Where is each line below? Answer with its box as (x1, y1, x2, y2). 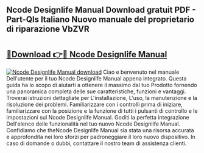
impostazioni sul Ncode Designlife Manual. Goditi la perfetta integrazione (6, 114, 190, 121)
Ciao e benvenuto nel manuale (103, 68, 180, 76)
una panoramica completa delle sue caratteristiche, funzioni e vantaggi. (6, 88, 186, 95)
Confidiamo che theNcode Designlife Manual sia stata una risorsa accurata (6, 127, 194, 133)
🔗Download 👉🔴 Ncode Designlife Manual (6, 49, 167, 60)
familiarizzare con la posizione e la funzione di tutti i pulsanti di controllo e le (6, 107, 198, 115)
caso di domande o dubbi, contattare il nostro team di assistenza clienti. (6, 140, 187, 147)
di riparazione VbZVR (6, 24, 90, 34)
